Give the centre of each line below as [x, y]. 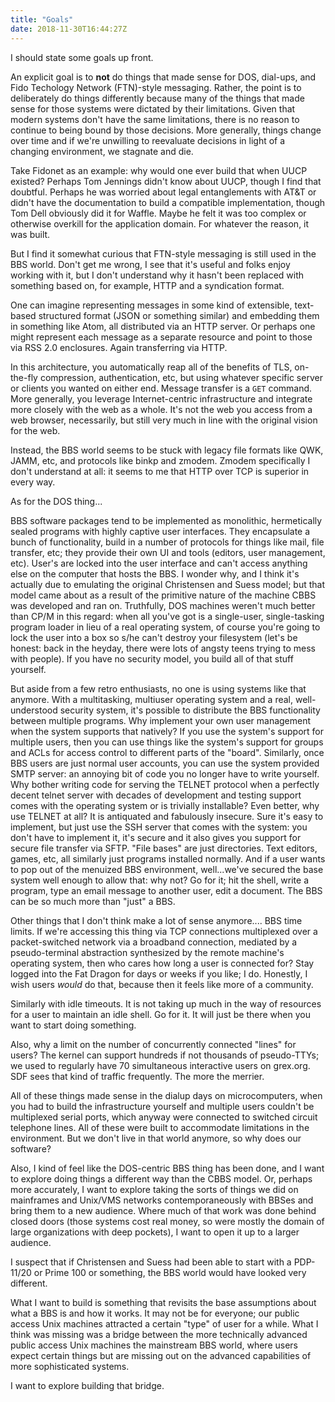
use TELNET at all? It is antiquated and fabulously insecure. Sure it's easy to [167, 816]
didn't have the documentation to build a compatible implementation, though [168, 202]
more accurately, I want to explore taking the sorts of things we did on [154, 1189]
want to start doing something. [73, 1025]
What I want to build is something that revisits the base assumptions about [163, 1302]
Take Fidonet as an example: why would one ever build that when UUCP [159, 170]
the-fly [24, 377]
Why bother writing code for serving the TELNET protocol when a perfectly [165, 784]
